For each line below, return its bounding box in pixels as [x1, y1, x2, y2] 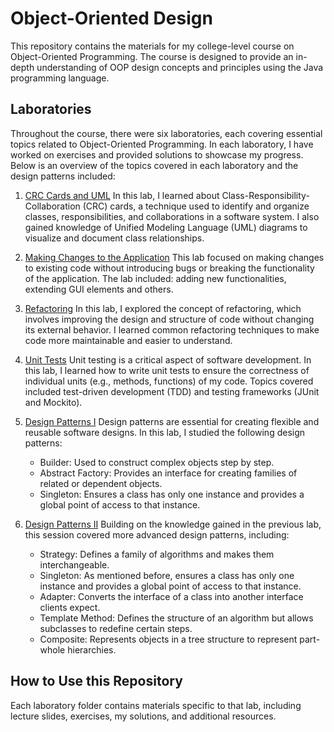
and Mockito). [24, 396, 83, 408]
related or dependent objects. [39, 477, 163, 489]
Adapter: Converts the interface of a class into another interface [39, 590, 304, 602]
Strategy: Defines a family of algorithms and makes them [39, 548, 275, 560]
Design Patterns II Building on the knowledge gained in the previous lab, [24, 518, 322, 530]
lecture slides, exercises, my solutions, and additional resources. [10, 710, 277, 722]
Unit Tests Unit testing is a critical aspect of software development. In [24, 353, 312, 366]
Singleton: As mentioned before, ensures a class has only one [39, 569, 295, 581]
